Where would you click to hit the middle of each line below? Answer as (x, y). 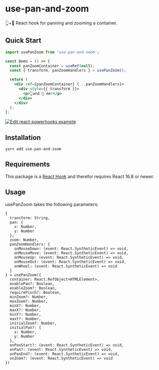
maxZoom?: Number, (29, 301)
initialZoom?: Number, (33, 323)
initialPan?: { (25, 327)
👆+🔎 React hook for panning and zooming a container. (61, 23)
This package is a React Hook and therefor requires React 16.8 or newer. (80, 176)
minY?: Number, (25, 314)
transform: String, (30, 218)
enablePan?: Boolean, (32, 284)
